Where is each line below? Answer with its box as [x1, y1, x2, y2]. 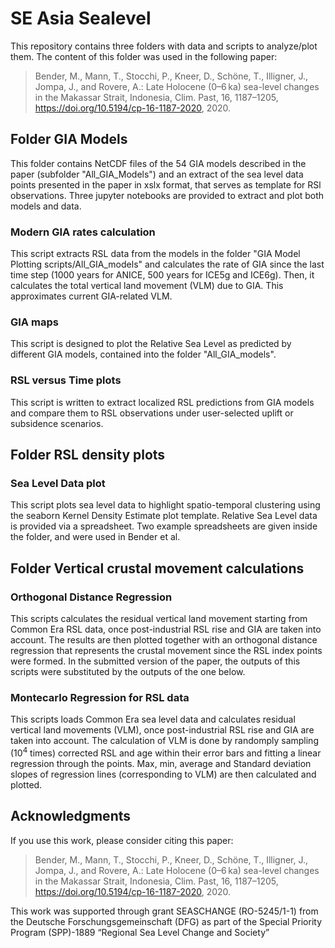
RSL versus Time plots [10, 373, 122, 387]
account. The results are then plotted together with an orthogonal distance [10, 634, 318, 646]
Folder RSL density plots [10, 447, 166, 464]
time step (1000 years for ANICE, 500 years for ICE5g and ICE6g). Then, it [10, 269, 315, 281]
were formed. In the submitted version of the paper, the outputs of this [10, 655, 301, 667]
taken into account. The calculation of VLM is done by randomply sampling [10, 735, 319, 747]
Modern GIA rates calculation [10, 225, 156, 239]
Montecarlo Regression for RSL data [10, 690, 190, 704]
